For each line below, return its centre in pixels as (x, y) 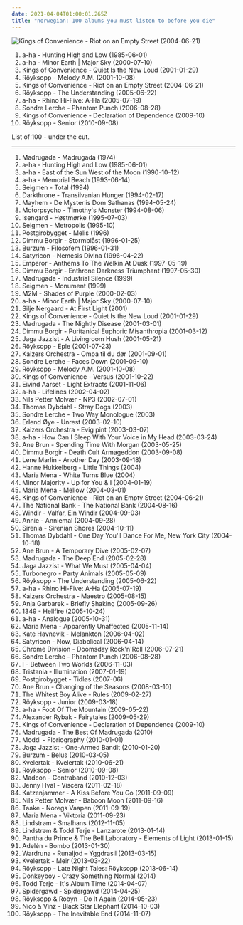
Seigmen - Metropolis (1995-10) (69, 225)
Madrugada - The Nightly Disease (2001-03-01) (92, 323)
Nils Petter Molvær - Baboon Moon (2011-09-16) (92, 800)
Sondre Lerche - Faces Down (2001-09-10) (85, 361)
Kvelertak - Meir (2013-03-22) (66, 861)
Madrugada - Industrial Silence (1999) (77, 278)
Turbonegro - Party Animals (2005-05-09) (84, 573)
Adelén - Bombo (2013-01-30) (66, 845)
